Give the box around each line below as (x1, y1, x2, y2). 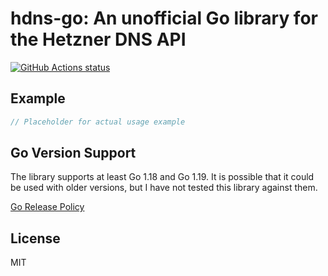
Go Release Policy (10, 201, 85, 213)
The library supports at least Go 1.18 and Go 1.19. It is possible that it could (10, 171, 315, 183)
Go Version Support (10, 145, 137, 162)
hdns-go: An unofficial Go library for (10, 7, 318, 30)
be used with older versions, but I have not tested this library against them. (10, 182, 318, 194)
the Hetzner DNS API (10, 28, 187, 51)
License (10, 230, 61, 247)
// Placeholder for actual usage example (10, 117, 186, 127)
